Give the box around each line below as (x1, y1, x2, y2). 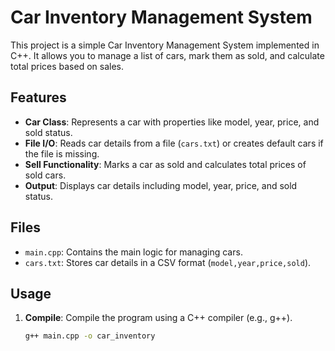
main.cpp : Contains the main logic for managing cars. (24, 246, 243, 258)
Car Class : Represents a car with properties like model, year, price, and (24, 116, 320, 128)
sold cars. (24, 169, 67, 181)
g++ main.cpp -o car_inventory (24, 331, 156, 341)
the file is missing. (24, 147, 100, 160)
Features (10, 89, 67, 106)
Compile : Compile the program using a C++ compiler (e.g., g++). (24, 312, 293, 324)
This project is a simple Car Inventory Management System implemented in (10, 39, 320, 51)
